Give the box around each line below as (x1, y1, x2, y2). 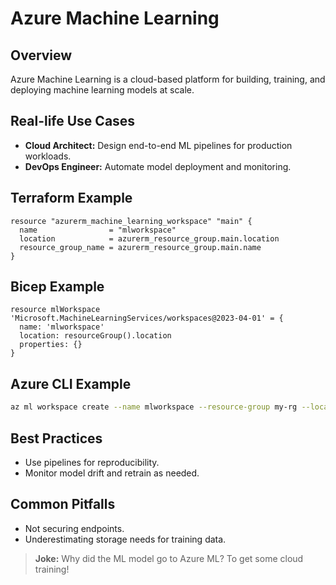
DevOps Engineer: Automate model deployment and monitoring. (24, 160, 292, 172)
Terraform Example (10, 190, 133, 207)
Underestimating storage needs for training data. (24, 533, 227, 545)
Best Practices (10, 430, 103, 447)
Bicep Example (10, 278, 105, 296)
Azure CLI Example (10, 375, 132, 392)
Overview (10, 47, 73, 64)
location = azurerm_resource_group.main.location (19, 233, 280, 244)
